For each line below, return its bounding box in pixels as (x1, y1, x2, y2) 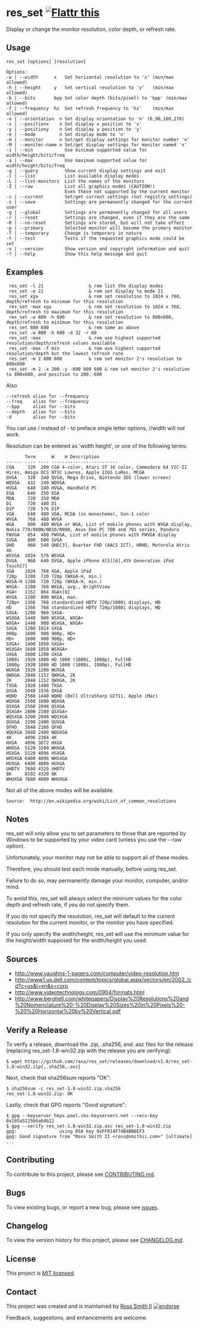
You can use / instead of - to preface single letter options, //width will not (6, 424, 185, 431)
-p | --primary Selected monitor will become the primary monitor (6, 225, 193, 231)
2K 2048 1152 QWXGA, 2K (6, 677, 76, 683)
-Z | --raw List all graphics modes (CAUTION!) (6, 183, 156, 190)
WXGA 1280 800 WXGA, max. (6, 594, 78, 600)
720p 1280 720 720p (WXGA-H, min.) (6, 573, 102, 579)
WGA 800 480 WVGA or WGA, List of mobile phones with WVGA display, (6, 521, 193, 527)
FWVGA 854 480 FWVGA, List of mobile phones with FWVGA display (6, 532, 177, 538)
